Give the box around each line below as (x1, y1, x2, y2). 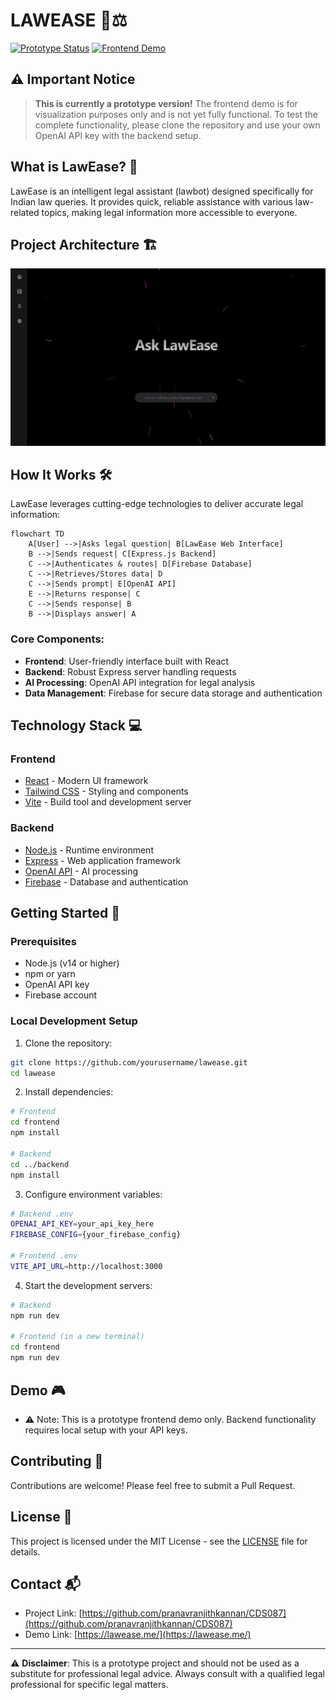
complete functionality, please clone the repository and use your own (34, 119, 321, 131)
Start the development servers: (24, 1279, 153, 1291)
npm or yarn (24, 968, 76, 980)
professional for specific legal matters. (10, 1679, 169, 1691)
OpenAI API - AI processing (24, 865, 139, 877)
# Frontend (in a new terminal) (10, 1332, 145, 1342)
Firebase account (24, 989, 98, 1001)
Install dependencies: (24, 1086, 114, 1098)
